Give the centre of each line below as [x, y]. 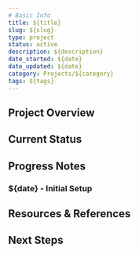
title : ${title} [35, 23]
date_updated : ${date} [45, 67]
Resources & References [69, 214]
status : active [33, 45]
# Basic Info [29, 15]
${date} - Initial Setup [50, 188]
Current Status [45, 139]
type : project [31, 37]
